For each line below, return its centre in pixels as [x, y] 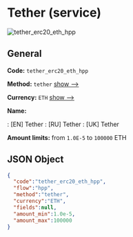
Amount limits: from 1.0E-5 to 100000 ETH [67, 137]
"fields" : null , [35, 207]
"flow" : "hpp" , [33, 188]
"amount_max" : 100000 [43, 220]
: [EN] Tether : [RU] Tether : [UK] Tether [63, 124]
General [25, 54]
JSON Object [35, 160]
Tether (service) [54, 13]
